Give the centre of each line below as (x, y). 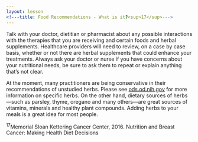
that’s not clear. (25, 71)
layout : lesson (25, 11)
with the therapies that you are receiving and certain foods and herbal (91, 40)
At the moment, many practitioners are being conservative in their (86, 82)
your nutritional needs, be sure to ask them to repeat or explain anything (94, 65)
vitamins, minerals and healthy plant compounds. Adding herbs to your (92, 108)
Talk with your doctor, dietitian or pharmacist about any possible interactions (99, 34)
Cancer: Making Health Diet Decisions (52, 133)
